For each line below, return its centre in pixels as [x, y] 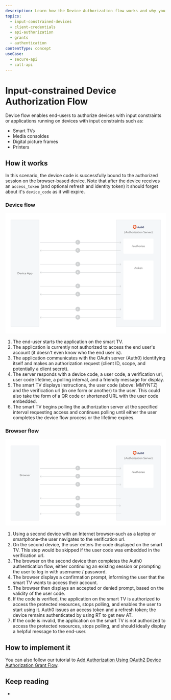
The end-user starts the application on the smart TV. [68, 342]
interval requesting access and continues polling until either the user [85, 412]
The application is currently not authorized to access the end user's [84, 347]
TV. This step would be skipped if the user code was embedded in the [86, 550]
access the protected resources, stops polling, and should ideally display [89, 626]
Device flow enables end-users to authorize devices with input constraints [83, 115]
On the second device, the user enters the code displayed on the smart [88, 545]
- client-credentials [33, 27]
